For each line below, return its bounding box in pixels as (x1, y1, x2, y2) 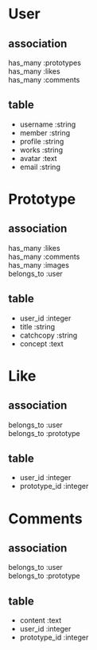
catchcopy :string (19, 330, 78, 340)
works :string (19, 145, 64, 155)
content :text (19, 616, 62, 625)
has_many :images (8, 260, 70, 269)
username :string (19, 119, 76, 129)
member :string (19, 127, 71, 137)
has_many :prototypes (8, 58, 82, 67)
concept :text (19, 338, 64, 349)
